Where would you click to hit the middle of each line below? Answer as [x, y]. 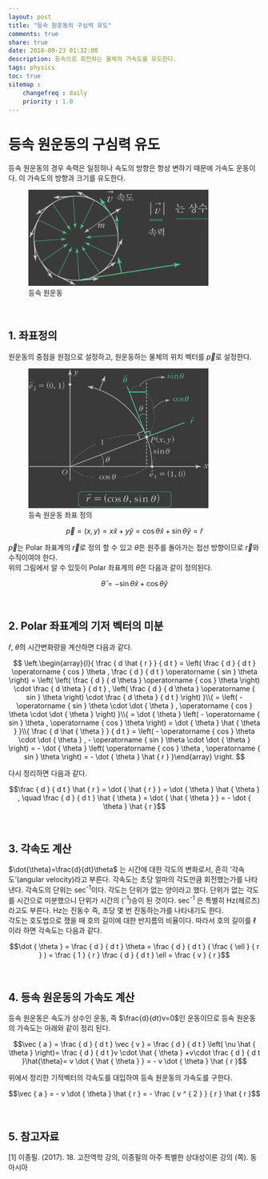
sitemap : [25, 84]
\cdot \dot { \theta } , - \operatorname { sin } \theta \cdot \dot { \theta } [134, 739]
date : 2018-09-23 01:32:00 [53, 51]
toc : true [25, 76]
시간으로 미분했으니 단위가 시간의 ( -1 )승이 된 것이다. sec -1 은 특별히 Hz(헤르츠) [138, 899]
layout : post [30, 17]
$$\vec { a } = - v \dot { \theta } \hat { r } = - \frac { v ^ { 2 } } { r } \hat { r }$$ [134, 1094]
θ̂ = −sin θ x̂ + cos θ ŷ [134, 583]
